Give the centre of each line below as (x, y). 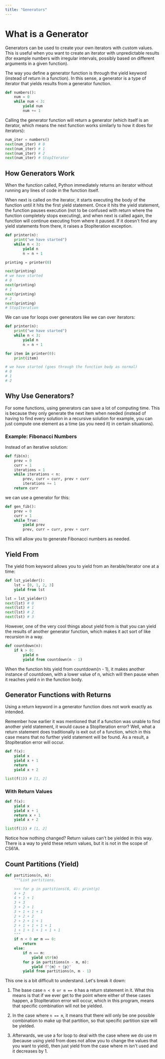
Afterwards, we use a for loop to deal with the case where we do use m (84, 1035)
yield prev (34, 525)
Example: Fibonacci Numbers (41, 436)
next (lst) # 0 (20, 603)
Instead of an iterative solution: (36, 447)
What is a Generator (47, 34)
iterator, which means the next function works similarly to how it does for (79, 125)
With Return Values (29, 791)
